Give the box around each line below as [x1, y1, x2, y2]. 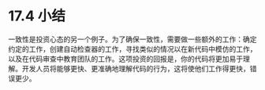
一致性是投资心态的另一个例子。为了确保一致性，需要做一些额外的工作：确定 [8, 34, 257, 44]
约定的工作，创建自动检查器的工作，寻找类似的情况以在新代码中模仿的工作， [8, 44, 257, 53]
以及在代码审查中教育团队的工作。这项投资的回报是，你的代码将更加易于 [8, 54, 243, 63]
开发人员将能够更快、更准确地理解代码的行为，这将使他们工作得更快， [21, 63, 250, 73]
